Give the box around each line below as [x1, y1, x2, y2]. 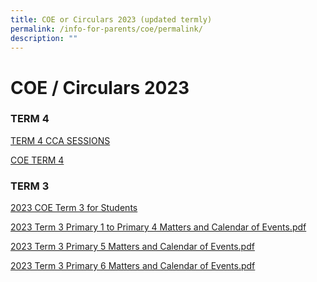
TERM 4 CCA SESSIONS [10, 134, 111, 146]
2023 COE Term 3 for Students [10, 202, 138, 214]
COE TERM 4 [10, 154, 65, 166]
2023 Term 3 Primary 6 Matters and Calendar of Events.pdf [10, 260, 256, 272]
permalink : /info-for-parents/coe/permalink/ [10, 24, 203, 34]
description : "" [10, 33, 78, 43]
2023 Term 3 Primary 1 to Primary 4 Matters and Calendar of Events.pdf [10, 221, 307, 233]
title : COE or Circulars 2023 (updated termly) [10, 14, 213, 25]
